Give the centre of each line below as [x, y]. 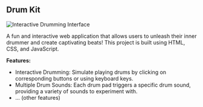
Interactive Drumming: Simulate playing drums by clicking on [91, 72]
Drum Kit [23, 10]
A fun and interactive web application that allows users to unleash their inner [101, 36]
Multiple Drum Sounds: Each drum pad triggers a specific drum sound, [103, 85]
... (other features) [37, 97]
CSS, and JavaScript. [33, 49]
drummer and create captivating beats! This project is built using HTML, [96, 42]
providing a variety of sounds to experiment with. [76, 91]
